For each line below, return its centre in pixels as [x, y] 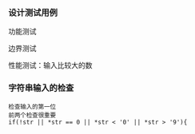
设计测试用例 [33, 12]
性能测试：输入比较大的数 [50, 65]
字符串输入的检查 [41, 88]
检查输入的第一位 [32, 106]
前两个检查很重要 [32, 115]
